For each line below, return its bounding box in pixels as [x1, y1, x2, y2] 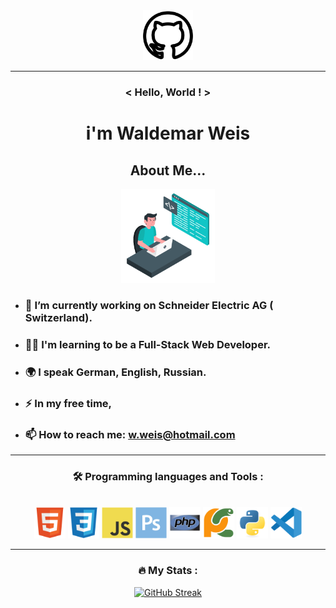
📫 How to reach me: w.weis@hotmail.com [24, 427, 236, 441]
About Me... [129, 162, 207, 179]
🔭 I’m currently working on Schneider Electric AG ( [24, 298, 274, 312]
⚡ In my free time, [24, 396, 113, 410]
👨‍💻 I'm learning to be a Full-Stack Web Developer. [24, 337, 272, 351]
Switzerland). [24, 310, 93, 324]
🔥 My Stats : [138, 564, 198, 578]
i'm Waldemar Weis [85, 122, 251, 145]
